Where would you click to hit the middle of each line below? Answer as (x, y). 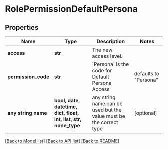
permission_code (29, 77)
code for (102, 71)
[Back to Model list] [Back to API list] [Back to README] (62, 141)
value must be (109, 116)
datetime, (66, 107)
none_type (67, 126)
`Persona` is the (110, 64)
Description (111, 42)
